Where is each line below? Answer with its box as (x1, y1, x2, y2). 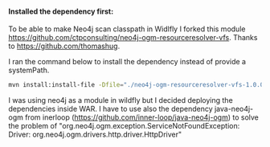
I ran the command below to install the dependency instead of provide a (8, 57, 247, 67)
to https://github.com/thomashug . (8, 41, 121, 51)
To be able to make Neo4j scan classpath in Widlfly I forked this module (8, 24, 246, 34)
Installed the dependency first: (8, 6, 114, 16)
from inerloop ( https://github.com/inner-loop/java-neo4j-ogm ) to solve (25, 112, 260, 122)
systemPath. (8, 65, 50, 76)
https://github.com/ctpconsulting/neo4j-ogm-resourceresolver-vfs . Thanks (8, 33, 258, 43)
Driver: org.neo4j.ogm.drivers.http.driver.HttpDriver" (8, 129, 182, 140)
